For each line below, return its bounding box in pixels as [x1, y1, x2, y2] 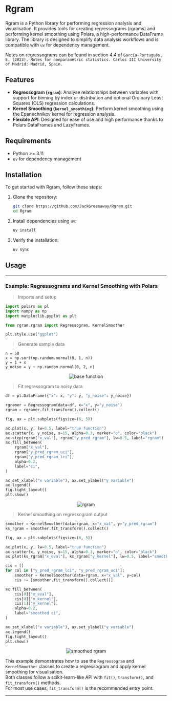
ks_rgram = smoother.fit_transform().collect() [5, 526, 109, 531]
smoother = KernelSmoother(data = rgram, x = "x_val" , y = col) [14, 573, 141, 578]
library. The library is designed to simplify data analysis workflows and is [5, 36, 159, 43]
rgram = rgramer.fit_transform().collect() [5, 408, 100, 413]
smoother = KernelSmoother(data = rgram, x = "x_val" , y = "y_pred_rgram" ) [5, 521, 157, 526]
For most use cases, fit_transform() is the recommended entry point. [5, 685, 154, 691]
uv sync [12, 247, 29, 252]
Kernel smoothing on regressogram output [17, 512, 107, 518]
